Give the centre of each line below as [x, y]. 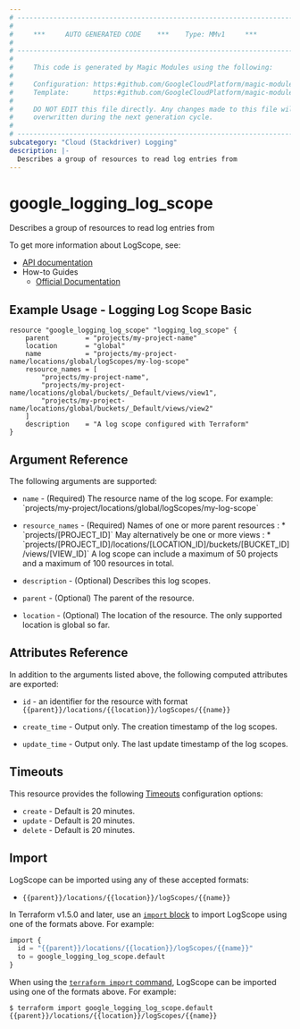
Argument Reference [69, 459]
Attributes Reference [69, 653]
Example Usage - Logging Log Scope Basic [131, 310]
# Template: [39, 92]
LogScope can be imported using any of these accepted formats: [129, 880]
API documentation [58, 263]
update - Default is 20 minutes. [79, 821]
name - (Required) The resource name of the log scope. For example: [148, 498]
